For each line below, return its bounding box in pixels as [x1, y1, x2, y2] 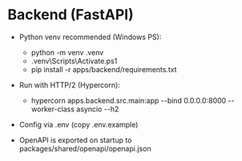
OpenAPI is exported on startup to [18, 135, 132, 145]
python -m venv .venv [30, 47, 104, 57]
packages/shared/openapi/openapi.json [18, 143, 151, 153]
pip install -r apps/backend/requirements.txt [30, 64, 177, 74]
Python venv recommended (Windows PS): [18, 32, 162, 42]
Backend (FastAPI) [7, 6, 134, 24]
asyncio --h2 [76, 104, 119, 114]
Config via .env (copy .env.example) [18, 119, 139, 129]
